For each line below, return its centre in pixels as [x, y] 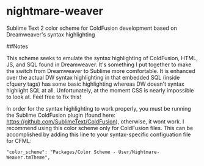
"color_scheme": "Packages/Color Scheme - [61, 152]
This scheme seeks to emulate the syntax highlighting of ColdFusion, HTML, [102, 58]
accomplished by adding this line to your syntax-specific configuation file [99, 134]
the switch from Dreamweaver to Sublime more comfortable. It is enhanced [101, 71]
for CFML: [19, 140]
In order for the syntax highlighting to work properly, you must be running [99, 108]
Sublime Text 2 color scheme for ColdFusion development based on [92, 28]
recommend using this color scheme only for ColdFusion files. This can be [100, 128]
